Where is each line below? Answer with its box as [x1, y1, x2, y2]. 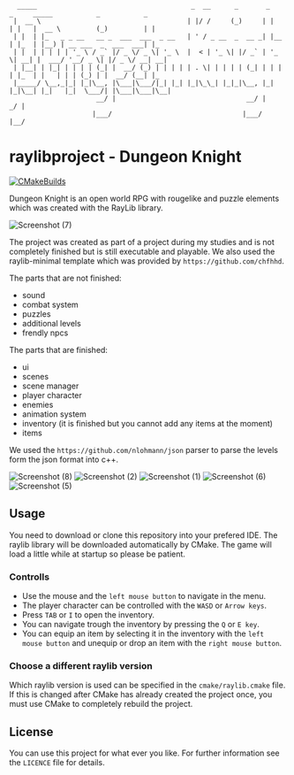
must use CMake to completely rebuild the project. [9, 699, 193, 710]
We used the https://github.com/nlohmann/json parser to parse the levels [9, 444, 278, 455]
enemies [21, 399, 54, 410]
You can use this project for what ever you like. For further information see [9, 748, 280, 758]
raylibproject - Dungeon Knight [9, 147, 242, 167]
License [9, 724, 54, 740]
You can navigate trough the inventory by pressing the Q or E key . [21, 619, 260, 630]
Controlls [9, 571, 50, 583]
